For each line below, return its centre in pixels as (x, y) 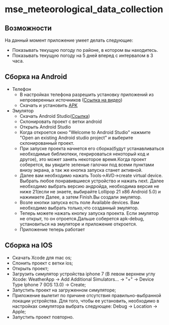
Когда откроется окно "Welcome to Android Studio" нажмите (85, 132)
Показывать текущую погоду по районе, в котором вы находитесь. (85, 50)
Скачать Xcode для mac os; (42, 257)
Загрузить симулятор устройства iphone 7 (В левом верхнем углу (84, 274)
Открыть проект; (30, 268)
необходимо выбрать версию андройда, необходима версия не (89, 186)
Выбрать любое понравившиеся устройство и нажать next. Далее (92, 181)
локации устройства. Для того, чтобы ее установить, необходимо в (86, 301)
